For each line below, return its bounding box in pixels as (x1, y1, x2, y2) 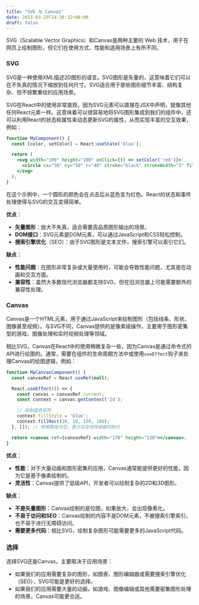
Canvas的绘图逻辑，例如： (11, 357, 77, 364)
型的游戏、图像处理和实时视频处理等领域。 (6, 330, 110, 337)
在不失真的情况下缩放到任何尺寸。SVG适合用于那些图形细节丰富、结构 (6, 81, 178, 88)
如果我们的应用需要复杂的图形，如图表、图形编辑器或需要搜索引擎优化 (14, 570, 187, 577)
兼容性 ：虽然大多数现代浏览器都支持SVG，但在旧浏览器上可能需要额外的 (14, 278, 192, 285)
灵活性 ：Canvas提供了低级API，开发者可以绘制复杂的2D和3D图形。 (14, 479, 180, 486)
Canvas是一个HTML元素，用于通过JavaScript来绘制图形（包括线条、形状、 (6, 315, 190, 322)
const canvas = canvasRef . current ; (17, 391, 105, 397)
